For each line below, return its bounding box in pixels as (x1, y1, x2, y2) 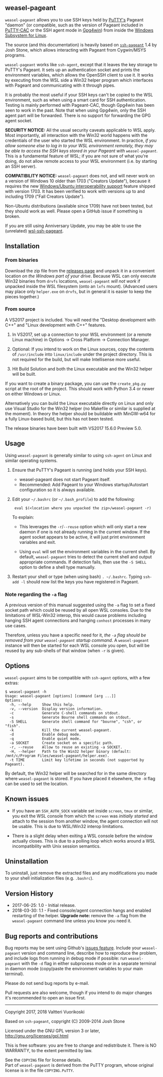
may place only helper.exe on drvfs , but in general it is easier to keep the (5, 288, 152, 294)
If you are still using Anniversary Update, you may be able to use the (5, 223, 142, 229)
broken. (5, 213, 20, 219)
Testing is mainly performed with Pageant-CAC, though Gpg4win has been (5, 102, 155, 108)
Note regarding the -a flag (5, 591, 67, 597)
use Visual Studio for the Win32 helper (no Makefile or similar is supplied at (5, 405, 156, 411)
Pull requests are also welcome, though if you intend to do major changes (5, 989, 152, 996)
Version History (5, 889, 53, 898)
